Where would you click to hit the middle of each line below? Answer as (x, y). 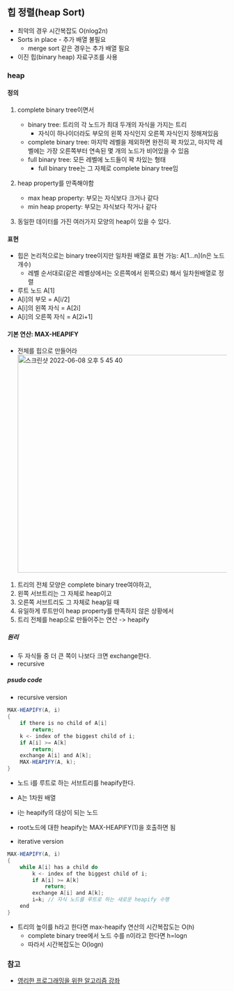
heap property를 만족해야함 (55, 183)
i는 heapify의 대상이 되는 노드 (58, 813)
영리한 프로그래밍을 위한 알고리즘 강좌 (69, 981)
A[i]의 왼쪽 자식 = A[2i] (49, 308)
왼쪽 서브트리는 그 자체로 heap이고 (64, 594)
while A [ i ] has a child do (59, 867)
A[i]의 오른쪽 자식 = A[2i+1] (55, 317)
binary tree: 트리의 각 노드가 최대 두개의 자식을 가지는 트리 (107, 124)
